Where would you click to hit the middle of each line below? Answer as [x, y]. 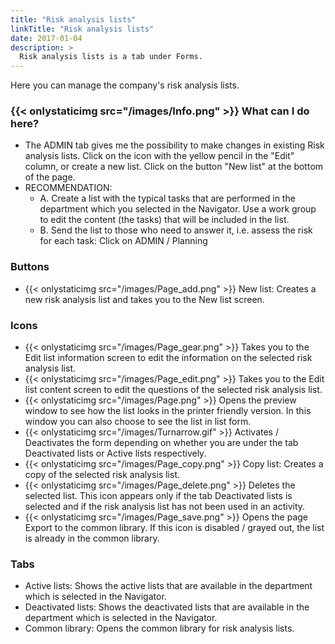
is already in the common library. [92, 538]
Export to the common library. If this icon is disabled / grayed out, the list [174, 528]
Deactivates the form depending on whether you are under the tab [161, 443]
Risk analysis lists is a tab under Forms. [111, 57]
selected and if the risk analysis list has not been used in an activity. [165, 507]
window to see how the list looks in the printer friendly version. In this [168, 411]
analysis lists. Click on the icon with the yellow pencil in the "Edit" [159, 156]
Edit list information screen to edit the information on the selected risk [168, 358]
